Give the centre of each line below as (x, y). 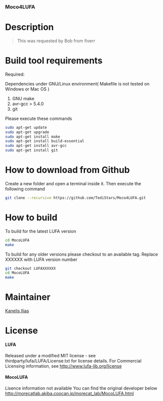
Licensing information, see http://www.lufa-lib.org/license (63, 366)
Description (29, 27)
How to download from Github (68, 170)
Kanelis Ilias (17, 311)
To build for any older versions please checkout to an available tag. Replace (81, 254)
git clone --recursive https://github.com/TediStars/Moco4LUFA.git (76, 198)
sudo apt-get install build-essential (45, 141)
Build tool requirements (54, 61)
